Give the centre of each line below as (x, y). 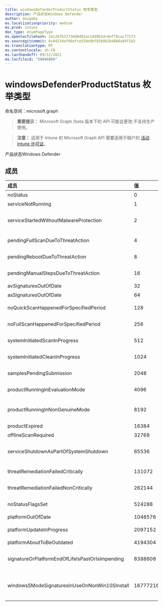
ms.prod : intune (21, 28)
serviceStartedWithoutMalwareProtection (55, 220)
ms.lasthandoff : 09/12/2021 (33, 55)
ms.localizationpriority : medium (39, 23)
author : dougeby (21, 18)
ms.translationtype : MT (29, 46)
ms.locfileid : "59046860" (31, 59)
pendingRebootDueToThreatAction (47, 257)
